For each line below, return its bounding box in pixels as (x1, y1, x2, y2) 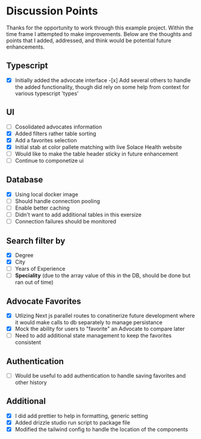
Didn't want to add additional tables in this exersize (14, 211, 142, 218)
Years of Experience (14, 265, 66, 273)
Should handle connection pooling (14, 197, 100, 205)
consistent (14, 339, 42, 346)
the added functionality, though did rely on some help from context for (14, 83, 190, 91)
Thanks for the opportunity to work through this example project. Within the (6, 24, 194, 31)
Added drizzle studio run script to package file (14, 419, 131, 426)
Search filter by (6, 235, 66, 246)
